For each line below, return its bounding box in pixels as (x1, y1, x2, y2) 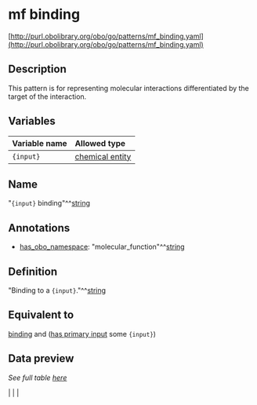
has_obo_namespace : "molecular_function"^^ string (19, 242, 186, 252)
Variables (8, 115, 56, 128)
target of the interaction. (8, 92, 87, 101)
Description (8, 63, 67, 76)
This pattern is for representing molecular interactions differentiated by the (8, 83, 249, 93)
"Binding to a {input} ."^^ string (8, 286, 107, 295)
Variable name (12, 137, 68, 148)
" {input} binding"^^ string (8, 199, 90, 208)
